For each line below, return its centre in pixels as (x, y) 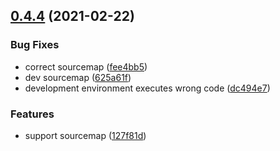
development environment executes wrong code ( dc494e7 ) (147, 88)
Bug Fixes (35, 45)
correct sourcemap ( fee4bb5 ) (86, 66)
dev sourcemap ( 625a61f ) (78, 77)
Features (32, 114)
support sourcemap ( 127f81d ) (85, 135)
